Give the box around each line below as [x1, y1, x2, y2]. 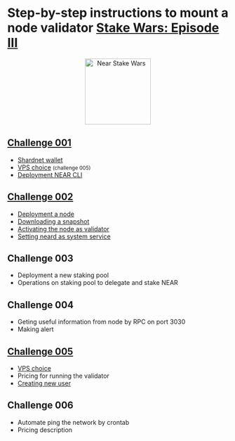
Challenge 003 [7, 252, 74, 264]
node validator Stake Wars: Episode [7, 20, 220, 36]
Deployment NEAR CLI [17, 170, 83, 179]
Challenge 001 [7, 137, 72, 149]
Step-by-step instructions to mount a [7, 5, 229, 21]
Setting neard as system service [17, 232, 111, 241]
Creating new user [17, 379, 72, 388]
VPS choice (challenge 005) [17, 163, 91, 172]
